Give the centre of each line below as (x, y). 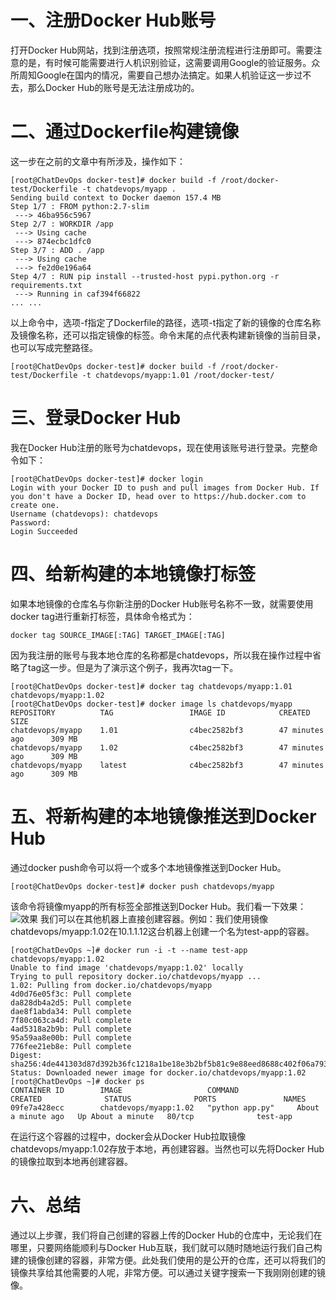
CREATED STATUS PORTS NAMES (158, 1099)
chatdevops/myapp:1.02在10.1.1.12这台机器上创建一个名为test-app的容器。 (162, 931)
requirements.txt (46, 285)
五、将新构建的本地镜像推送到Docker (163, 816)
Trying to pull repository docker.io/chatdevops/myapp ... (136, 976)
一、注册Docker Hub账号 (113, 20)
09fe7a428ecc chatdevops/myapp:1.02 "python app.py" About (165, 1107)
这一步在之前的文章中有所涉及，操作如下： (98, 161)
